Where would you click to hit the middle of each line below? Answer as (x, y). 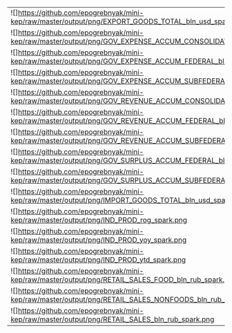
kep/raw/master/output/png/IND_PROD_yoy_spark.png (99, 240)
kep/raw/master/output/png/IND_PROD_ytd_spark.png (98, 260)
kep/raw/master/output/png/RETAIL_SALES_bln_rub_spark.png (113, 319)
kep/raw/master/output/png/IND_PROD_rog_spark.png (99, 220)
